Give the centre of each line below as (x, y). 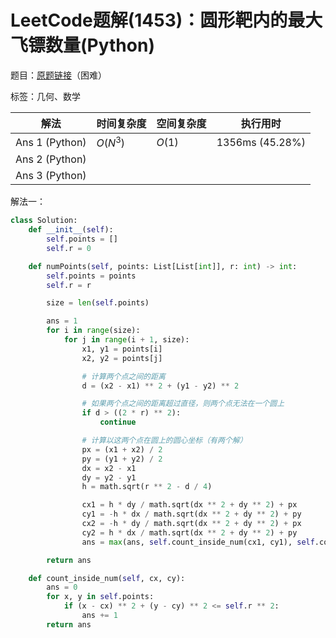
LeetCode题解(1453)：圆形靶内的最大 (166, 20)
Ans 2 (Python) (51, 159)
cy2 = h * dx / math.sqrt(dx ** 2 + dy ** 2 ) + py (189, 532)
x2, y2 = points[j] (122, 358)
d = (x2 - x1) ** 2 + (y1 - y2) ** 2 (160, 386)
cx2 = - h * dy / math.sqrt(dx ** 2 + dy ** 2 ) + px (191, 524)
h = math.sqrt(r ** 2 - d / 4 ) (147, 487)
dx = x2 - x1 (109, 468)
